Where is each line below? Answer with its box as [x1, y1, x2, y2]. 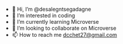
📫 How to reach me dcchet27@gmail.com [11, 32, 118, 38]
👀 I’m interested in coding [11, 12, 76, 19]
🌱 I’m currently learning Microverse [11, 18, 99, 25]
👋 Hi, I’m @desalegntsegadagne [11, 6, 91, 12]
